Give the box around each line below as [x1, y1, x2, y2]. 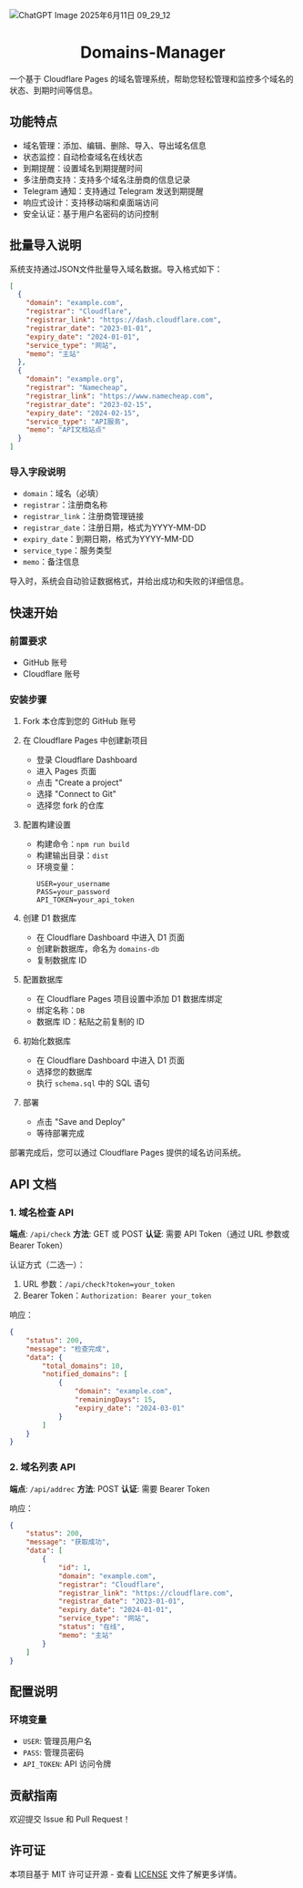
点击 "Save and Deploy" [35, 1117, 126, 1128]
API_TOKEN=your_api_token [35, 895, 135, 905]
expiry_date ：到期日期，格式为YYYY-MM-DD [22, 534, 194, 545]
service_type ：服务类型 [22, 545, 112, 556]
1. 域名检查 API [9, 1206, 75, 1219]
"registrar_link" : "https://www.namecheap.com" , [25, 392, 214, 401]
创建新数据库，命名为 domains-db [35, 944, 160, 954]
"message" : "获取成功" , [25, 1537, 111, 1547]
